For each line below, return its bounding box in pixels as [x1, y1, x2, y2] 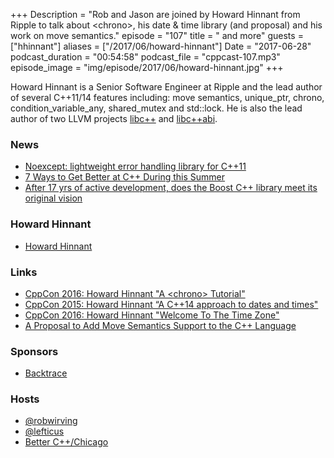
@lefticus [24, 425, 65, 438]
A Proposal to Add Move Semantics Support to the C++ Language [24, 319, 297, 331]
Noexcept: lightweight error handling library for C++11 [24, 160, 247, 173]
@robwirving [24, 415, 78, 427]
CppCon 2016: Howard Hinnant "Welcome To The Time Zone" [24, 309, 280, 321]
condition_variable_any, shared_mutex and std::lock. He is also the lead [10, 102, 303, 114]
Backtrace [24, 367, 68, 379]
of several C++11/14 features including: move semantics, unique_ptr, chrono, [10, 92, 325, 103]
